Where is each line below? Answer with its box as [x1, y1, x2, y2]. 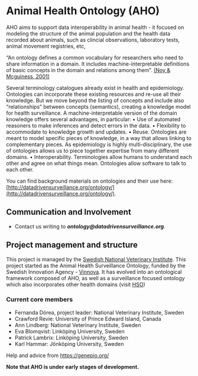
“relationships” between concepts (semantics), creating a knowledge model [6, 103, 191, 110]
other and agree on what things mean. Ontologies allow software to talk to [6, 160, 186, 167]
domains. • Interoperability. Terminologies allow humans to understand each [6, 153, 192, 160]
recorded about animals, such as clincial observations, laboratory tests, [6, 36, 180, 43]
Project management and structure [6, 240, 138, 250]
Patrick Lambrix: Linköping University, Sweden [14, 334, 129, 341]
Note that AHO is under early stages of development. [6, 363, 139, 370]
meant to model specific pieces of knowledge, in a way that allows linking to [6, 134, 192, 141]
